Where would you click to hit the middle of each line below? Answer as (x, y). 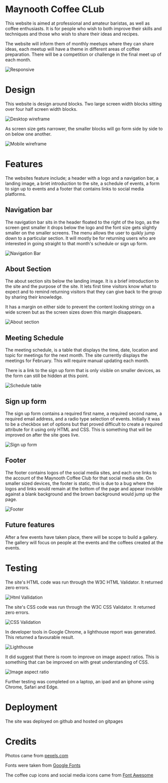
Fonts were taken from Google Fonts (43, 765)
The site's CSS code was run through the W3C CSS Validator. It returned (80, 607)
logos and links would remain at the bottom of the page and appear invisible (84, 488)
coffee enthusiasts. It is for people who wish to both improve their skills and (83, 28)
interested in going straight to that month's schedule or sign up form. (77, 243)
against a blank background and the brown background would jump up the (82, 494)
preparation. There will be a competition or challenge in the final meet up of (83, 54)
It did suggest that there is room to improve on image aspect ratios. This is (82, 657)
